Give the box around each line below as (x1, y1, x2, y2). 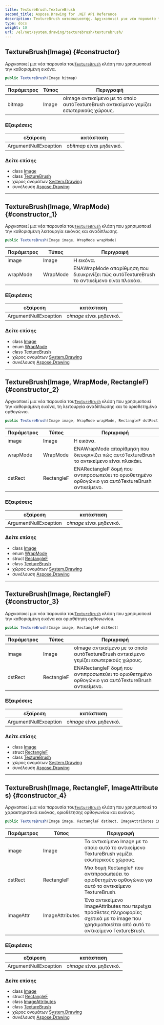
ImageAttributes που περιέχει (84, 902, 152, 909)
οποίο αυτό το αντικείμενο (84, 844, 145, 851)
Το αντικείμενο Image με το (84, 838, 148, 845)
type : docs (5, 21, 27, 26)
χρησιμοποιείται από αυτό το (84, 921, 151, 928)
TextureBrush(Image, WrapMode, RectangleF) (5, 378, 149, 386)
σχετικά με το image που (84, 915, 142, 921)
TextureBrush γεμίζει (84, 850, 133, 857)
